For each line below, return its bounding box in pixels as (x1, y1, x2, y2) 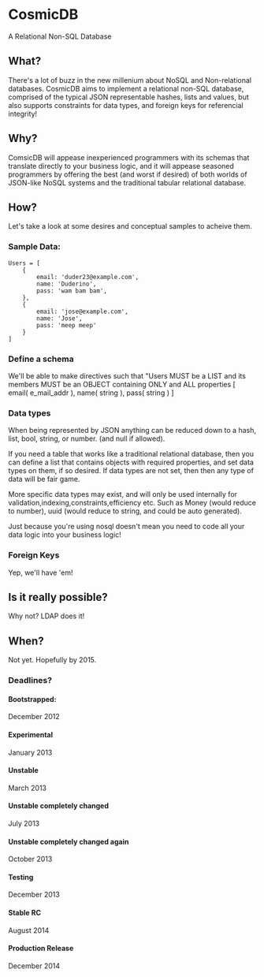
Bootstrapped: (8, 694, 57, 703)
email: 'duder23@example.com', (36, 273, 139, 281)
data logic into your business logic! (8, 530, 122, 539)
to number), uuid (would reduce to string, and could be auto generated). (8, 506, 242, 516)
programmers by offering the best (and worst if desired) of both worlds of (8, 170, 247, 179)
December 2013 (8, 889, 61, 900)
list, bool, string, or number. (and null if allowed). (8, 434, 165, 443)
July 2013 (8, 819, 40, 828)
